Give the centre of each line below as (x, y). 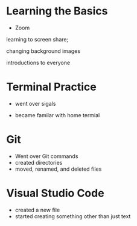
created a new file (37, 210)
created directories (39, 162)
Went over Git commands (46, 156)
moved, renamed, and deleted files (58, 169)
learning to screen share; (37, 39)
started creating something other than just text (73, 216)
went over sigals (35, 103)
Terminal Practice (51, 87)
